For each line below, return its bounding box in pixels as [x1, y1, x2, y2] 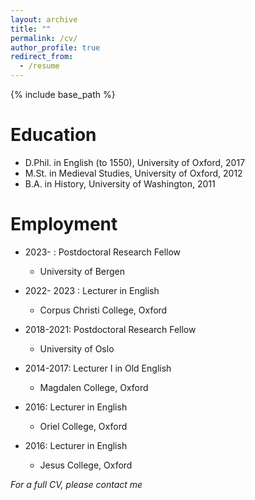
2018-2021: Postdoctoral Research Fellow [24, 323, 197, 335]
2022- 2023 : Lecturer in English [24, 284, 160, 296]
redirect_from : [10, 52, 74, 62]
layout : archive [10, 14, 78, 25]
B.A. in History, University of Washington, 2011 [24, 177, 216, 190]
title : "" [10, 24, 52, 34]
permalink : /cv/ [10, 33, 78, 43]
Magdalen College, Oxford [39, 381, 149, 393]
